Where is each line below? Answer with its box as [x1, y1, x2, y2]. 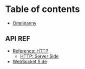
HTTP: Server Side [20, 53, 59, 59]
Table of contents [5, 3, 80, 15]
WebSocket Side [12, 58, 47, 64]
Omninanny [12, 20, 37, 26]
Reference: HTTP [12, 47, 49, 53]
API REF [5, 34, 31, 43]
